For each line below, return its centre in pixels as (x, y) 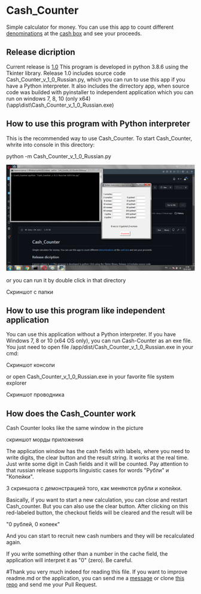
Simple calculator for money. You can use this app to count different (90, 27)
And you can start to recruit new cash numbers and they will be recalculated (100, 536)
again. (14, 542)
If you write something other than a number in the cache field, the (87, 554)
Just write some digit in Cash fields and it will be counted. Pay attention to (97, 464)
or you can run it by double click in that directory (66, 280)
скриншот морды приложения (45, 440)
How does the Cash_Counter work (71, 413)
